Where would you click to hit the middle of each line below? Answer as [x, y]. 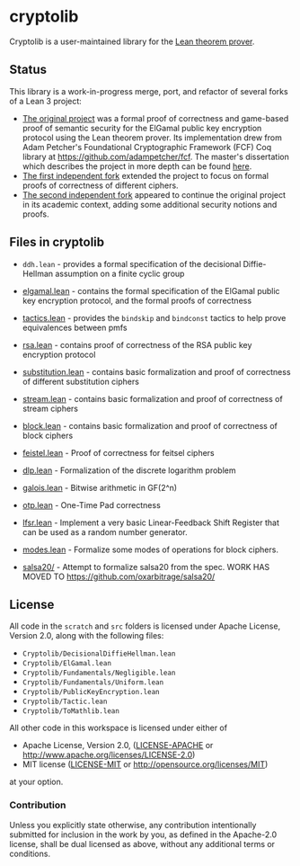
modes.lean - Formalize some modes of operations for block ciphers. [150, 549]
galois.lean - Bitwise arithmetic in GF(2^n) [100, 487]
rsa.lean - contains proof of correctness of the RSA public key [137, 344]
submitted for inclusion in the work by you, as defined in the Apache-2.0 [143, 835]
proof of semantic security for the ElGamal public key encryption [142, 128]
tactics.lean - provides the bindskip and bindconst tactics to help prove [154, 317]
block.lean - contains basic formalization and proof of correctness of [150, 425]
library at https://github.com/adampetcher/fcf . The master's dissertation [155, 156]
